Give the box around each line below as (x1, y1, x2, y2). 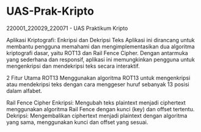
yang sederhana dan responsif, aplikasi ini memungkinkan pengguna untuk (6, 56, 196, 63)
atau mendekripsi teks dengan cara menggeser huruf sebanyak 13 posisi (6, 81, 189, 88)
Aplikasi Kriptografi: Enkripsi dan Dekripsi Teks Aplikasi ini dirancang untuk (6, 36, 195, 43)
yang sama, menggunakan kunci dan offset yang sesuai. (6, 118, 148, 126)
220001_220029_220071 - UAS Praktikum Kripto (6, 24, 128, 32)
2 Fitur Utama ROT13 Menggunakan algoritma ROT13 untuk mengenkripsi (6, 74, 191, 81)
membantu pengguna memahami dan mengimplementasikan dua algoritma (6, 43, 195, 50)
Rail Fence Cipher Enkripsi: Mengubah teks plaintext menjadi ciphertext (6, 99, 186, 106)
